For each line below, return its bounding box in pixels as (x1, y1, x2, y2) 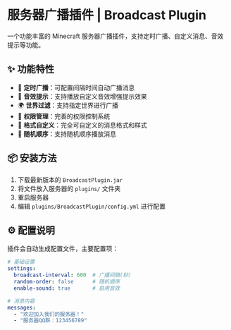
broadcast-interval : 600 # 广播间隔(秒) (13, 271, 132, 279)
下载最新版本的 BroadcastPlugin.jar (17, 175, 123, 184)
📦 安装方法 (7, 152, 58, 164)
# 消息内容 (7, 298, 35, 305)
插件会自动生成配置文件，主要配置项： (7, 245, 118, 253)
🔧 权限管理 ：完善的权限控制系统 (17, 111, 111, 121)
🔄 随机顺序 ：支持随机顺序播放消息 (17, 129, 116, 138)
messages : (7, 304, 37, 311)
